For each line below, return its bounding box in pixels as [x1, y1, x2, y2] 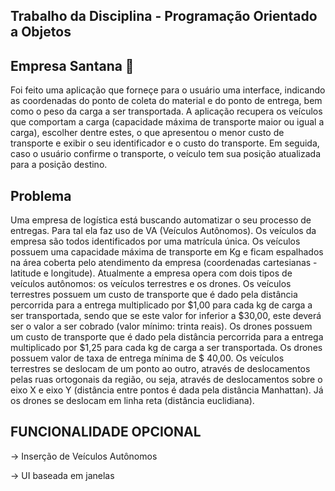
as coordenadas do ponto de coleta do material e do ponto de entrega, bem [10, 95, 323, 107]
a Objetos [10, 24, 72, 41]
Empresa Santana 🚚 [10, 57, 135, 74]
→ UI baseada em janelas [10, 469, 115, 481]
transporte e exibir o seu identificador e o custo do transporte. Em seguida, [10, 137, 320, 149]
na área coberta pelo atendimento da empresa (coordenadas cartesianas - [10, 257, 318, 269]
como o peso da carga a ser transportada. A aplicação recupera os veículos [10, 105, 323, 118]
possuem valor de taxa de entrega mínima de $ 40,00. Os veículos [10, 352, 285, 364]
